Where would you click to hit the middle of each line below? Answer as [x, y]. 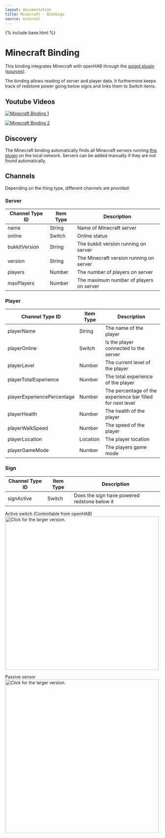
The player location [127, 439]
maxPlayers [21, 283]
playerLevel [21, 366]
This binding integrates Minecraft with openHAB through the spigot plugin [80, 66]
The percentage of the [131, 391]
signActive [20, 498]
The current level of [128, 363]
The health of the [125, 411]
